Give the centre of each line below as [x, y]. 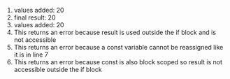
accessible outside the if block [58, 70]
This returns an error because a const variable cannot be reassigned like [118, 47]
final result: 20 [35, 17]
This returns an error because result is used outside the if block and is [115, 32]
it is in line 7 [31, 55]
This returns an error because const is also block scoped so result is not [118, 62]
